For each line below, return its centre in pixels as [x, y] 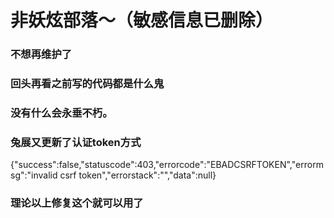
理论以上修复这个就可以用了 [77, 203]
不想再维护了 [41, 54]
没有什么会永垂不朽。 [61, 113]
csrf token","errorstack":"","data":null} [138, 175]
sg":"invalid [34, 175]
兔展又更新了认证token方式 [76, 142]
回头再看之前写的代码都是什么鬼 [87, 84]
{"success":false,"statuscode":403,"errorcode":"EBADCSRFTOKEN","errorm [167, 165]
